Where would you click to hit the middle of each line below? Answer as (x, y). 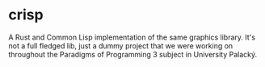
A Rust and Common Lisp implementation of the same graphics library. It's (132, 37)
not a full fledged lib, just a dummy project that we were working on (121, 45)
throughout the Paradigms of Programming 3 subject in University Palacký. (133, 54)
